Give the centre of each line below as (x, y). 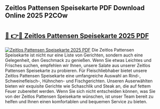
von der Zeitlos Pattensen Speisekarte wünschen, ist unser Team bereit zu (79, 96)
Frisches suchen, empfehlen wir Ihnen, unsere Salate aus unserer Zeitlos (78, 65)
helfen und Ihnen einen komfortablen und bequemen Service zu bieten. (76, 101)
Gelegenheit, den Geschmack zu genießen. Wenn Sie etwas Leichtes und (78, 60)
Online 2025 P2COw (36, 16)
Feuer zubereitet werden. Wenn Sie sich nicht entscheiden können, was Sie (80, 91)
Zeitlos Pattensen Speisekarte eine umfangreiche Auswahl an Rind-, (73, 76)
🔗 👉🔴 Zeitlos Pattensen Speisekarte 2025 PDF (77, 36)
